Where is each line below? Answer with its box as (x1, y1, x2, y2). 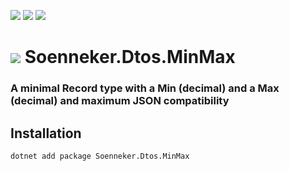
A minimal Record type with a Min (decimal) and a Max (10, 81, 280, 95)
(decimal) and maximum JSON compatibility (10, 94, 230, 108)
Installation (10, 125, 82, 142)
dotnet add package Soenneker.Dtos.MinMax (10, 151, 190, 161)
